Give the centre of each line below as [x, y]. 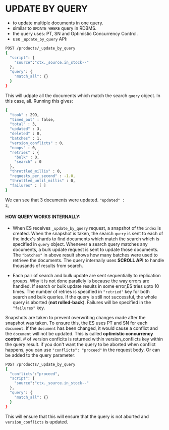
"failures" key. [29, 308]
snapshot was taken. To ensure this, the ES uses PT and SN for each [76, 323]
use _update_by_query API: [40, 39]
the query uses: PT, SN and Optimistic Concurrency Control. [75, 33]
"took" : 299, [24, 115]
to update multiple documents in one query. [58, 23]
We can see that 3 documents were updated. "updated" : [65, 200]
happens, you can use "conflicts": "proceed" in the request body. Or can [83, 350]
